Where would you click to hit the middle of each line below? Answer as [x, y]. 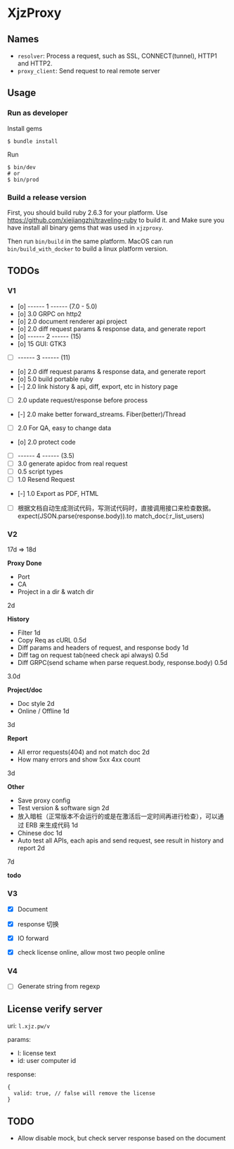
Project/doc [25, 690]
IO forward [33, 938]
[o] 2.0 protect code [46, 442]
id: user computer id [47, 1061]
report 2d [31, 848]
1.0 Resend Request [46, 480]
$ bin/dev [22, 167]
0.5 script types [40, 471]
